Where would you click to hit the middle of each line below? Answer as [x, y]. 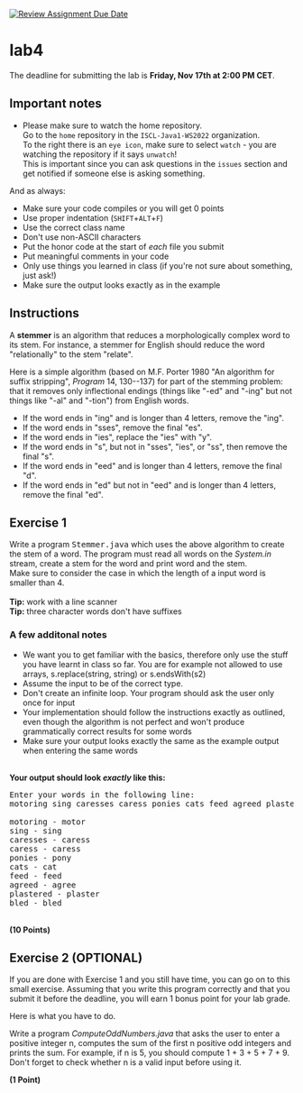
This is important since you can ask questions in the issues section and [155, 163]
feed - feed [36, 876]
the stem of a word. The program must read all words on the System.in [141, 554]
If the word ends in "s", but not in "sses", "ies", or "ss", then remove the [155, 446]
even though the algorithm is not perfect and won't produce [133, 721]
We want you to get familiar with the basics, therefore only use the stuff [155, 655]
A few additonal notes [58, 635]
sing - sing [36, 831]
